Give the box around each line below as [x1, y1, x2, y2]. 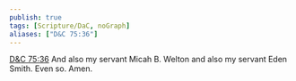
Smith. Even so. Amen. [9, 63, 92, 74]
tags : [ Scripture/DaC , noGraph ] [9, 21, 130, 30]
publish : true [9, 12, 63, 22]
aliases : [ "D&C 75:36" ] [9, 29, 99, 38]
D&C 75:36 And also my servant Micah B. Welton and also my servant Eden [9, 54, 288, 65]
